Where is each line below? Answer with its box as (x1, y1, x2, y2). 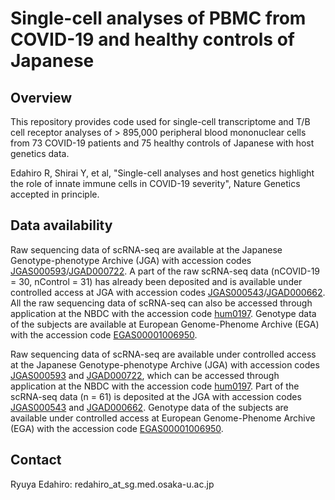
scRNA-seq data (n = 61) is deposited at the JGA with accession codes (10, 390, 302, 402)
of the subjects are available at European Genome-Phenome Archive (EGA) (10, 318, 320, 330)
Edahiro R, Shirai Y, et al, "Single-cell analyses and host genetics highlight (10, 167, 315, 179)
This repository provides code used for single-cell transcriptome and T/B (10, 116, 311, 127)
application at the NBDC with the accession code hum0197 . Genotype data (10, 307, 317, 319)
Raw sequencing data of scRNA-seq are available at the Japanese (10, 243, 283, 256)
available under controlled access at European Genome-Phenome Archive (10, 412, 316, 424)
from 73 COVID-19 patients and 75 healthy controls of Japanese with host (10, 137, 315, 149)
